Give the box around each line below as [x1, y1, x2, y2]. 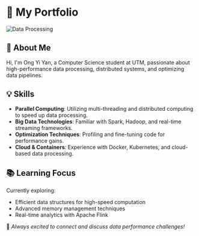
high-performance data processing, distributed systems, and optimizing [6, 65, 185, 72]
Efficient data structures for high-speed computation [14, 199, 146, 206]
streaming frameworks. [14, 124, 73, 131]
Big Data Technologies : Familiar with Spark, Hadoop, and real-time [14, 117, 182, 125]
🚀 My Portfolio [6, 5, 79, 19]
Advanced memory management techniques [14, 205, 126, 213]
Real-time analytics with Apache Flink [14, 211, 108, 219]
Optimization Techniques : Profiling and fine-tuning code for [14, 131, 165, 138]
